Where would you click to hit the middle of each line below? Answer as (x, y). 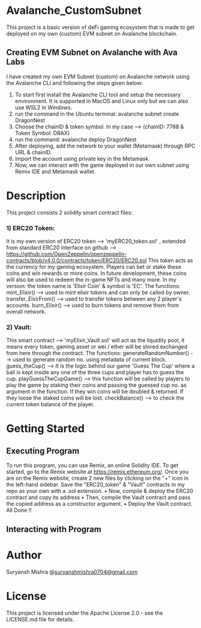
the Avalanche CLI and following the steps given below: (74, 83)
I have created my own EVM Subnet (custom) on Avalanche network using (98, 77)
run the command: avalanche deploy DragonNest (76, 139)
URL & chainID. (33, 152)
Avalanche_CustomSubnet (74, 11)
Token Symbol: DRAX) (42, 133)
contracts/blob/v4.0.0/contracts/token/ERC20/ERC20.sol (76, 260)
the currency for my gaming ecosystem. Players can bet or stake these (94, 266)
